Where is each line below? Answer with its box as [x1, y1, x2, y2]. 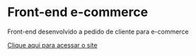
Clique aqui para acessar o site [7, 41, 98, 49]
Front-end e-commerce [7, 4, 149, 20]
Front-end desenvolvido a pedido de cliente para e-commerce [7, 27, 189, 36]
